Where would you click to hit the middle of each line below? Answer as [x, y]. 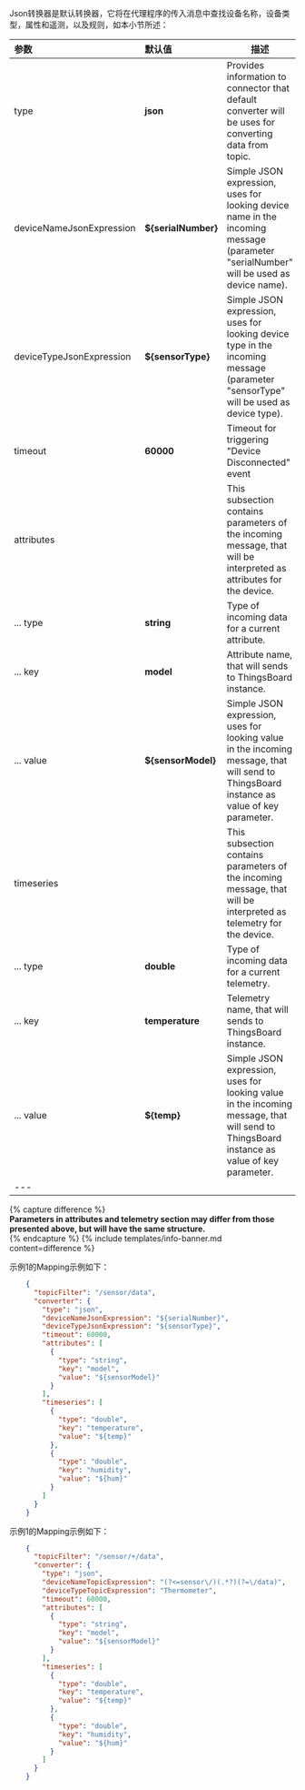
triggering [248, 440]
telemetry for [254, 923]
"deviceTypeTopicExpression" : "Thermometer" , [130, 1591]
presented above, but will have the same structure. [108, 1229]
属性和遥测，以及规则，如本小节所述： [97, 25]
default [241, 100]
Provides [246, 65]
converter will [256, 111]
